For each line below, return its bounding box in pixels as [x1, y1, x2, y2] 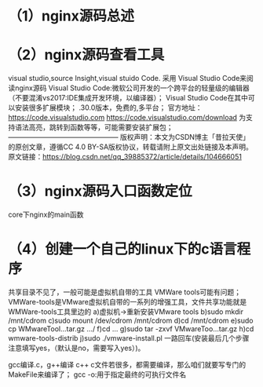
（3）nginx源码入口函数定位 [8, 182, 192, 200]
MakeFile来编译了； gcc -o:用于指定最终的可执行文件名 [8, 370, 187, 379]
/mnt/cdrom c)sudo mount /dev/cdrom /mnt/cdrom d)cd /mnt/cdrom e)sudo [8, 316, 254, 325]
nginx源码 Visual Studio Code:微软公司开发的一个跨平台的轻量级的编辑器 [14, 83, 250, 93]
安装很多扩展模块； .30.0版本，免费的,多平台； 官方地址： [14, 103, 203, 112]
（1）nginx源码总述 [8, 7, 135, 25]
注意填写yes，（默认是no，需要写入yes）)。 [8, 343, 145, 352]
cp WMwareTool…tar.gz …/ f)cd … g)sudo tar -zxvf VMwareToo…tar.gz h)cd [8, 324, 254, 334]
